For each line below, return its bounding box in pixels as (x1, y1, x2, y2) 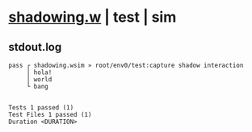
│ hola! (26, 68, 52, 76)
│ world (26, 76, 52, 84)
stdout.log (8, 40, 62, 54)
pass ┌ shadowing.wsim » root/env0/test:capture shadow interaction (8, 61, 244, 69)
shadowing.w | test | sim (8, 8, 177, 27)
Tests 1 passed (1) (8, 104, 74, 112)
